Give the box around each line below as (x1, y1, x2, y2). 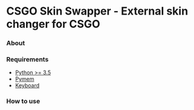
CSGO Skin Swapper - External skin (6, 4, 189, 18)
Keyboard (15, 82, 40, 89)
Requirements (6, 55, 49, 64)
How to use (6, 97, 41, 106)
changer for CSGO (6, 17, 101, 31)
